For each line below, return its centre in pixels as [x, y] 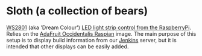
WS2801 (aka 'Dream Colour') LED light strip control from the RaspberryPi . [99, 27]
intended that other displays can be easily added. [68, 46]
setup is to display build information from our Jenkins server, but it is [91, 40]
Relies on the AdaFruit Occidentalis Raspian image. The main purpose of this [101, 33]
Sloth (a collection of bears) [77, 11]
